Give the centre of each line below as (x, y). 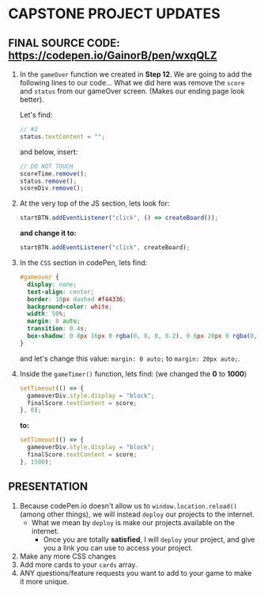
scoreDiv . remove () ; (52, 188)
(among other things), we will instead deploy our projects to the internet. (137, 514)
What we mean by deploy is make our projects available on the (133, 522)
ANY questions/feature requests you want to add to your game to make (136, 573)
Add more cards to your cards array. (78, 564)
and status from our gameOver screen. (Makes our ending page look (132, 91)
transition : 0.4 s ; (57, 329)
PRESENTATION (48, 487)
